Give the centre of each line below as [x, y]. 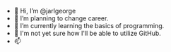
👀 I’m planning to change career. [61, 18]
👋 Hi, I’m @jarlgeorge [45, 11]
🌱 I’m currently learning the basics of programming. [89, 26]
